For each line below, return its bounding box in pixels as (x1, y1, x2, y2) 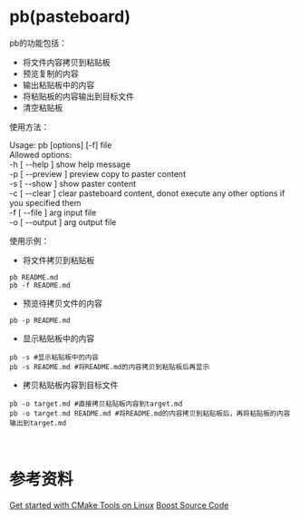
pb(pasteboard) (9, 6, 131, 27)
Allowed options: (9, 149, 72, 160)
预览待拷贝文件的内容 (22, 298, 102, 308)
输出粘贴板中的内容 (22, 79, 95, 90)
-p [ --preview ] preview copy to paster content (9, 168, 187, 179)
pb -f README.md (9, 280, 71, 289)
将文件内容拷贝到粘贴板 (22, 56, 111, 67)
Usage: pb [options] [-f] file (9, 139, 112, 151)
